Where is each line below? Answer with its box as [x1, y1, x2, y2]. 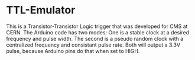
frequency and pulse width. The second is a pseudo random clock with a [6, 35, 184, 42]
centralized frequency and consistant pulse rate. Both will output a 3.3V [6, 41, 181, 48]
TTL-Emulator [6, 3, 76, 17]
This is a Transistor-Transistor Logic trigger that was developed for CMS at [6, 23, 188, 30]
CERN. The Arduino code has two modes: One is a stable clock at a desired [6, 29, 190, 36]
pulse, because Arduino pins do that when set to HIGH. [6, 47, 140, 54]
